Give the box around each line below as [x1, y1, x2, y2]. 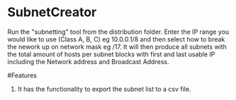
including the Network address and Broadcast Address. [7, 57, 169, 65]
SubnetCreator [7, 4, 97, 20]
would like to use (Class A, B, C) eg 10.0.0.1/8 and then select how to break [7, 35, 225, 43]
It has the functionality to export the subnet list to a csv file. [17, 85, 191, 93]
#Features [7, 71, 38, 80]
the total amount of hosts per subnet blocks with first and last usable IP [7, 50, 215, 58]
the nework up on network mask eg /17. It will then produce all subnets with [7, 42, 227, 51]
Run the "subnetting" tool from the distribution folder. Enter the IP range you [7, 27, 230, 36]
